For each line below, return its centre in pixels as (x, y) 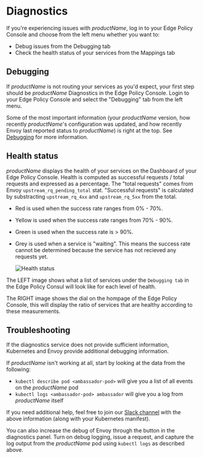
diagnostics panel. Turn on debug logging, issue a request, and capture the (100, 437)
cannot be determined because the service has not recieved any (96, 250)
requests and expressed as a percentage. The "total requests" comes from (100, 183)
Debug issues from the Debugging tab (63, 46)
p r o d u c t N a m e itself (39, 401)
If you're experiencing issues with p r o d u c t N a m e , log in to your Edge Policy (100, 28)
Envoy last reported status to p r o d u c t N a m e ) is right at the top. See (89, 130)
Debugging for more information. (47, 137)
